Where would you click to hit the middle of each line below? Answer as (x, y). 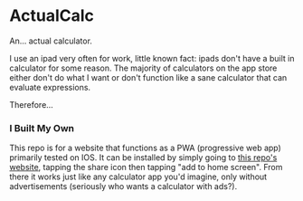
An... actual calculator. (51, 41)
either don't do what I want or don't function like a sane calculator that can (148, 77)
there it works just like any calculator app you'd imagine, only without (138, 177)
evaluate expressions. (50, 87)
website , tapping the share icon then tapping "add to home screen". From (146, 167)
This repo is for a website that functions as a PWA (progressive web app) (146, 148)
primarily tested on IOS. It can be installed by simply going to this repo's (143, 158)
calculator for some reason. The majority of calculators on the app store (143, 68)
